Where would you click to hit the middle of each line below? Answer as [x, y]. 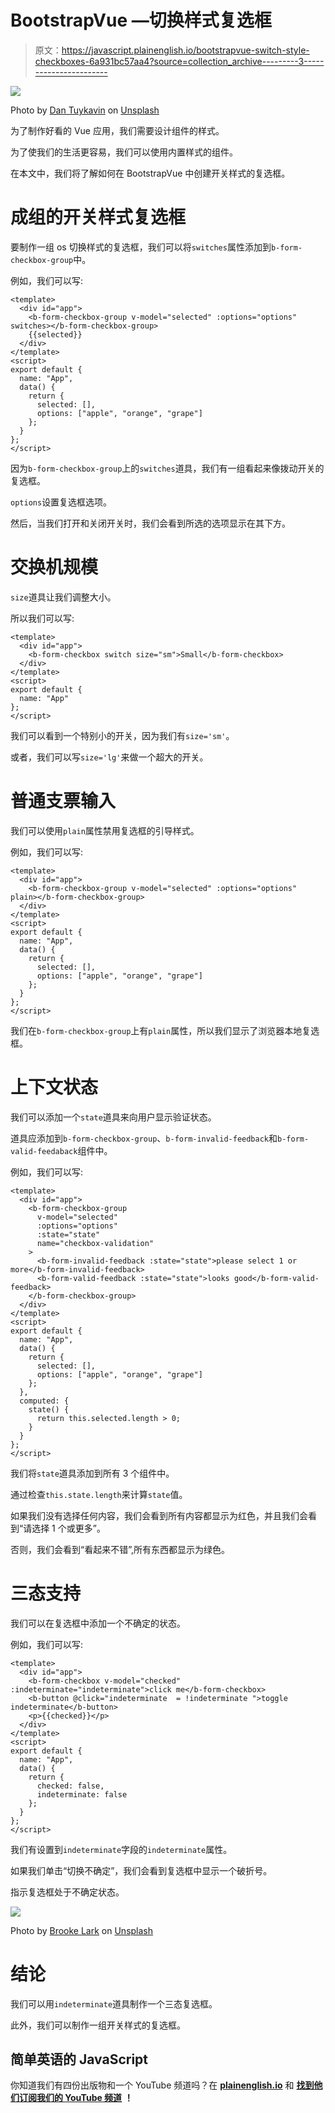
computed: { [44, 1401]
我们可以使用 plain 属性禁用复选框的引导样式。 [105, 830]
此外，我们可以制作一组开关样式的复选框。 [98, 2025]
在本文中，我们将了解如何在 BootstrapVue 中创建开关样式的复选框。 [150, 173]
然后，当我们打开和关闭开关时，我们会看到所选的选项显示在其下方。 [150, 523]
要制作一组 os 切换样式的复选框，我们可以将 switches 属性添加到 [141, 247]
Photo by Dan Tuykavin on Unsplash [85, 110]
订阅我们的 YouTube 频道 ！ [76, 2098]
